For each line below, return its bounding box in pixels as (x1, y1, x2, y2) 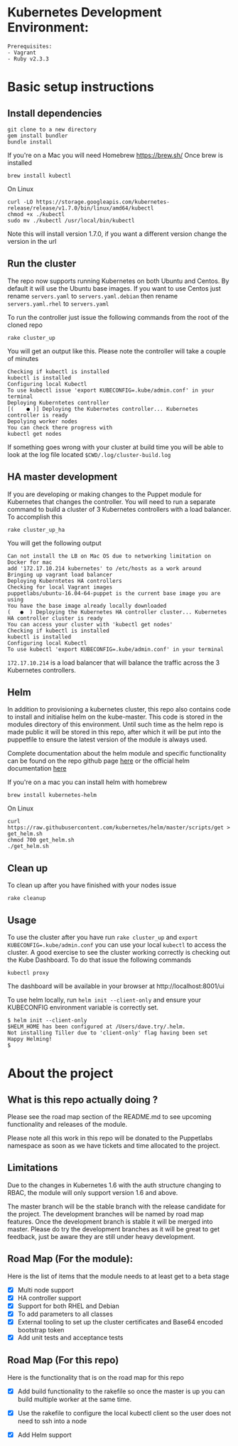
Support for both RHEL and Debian (17, 1302, 119, 1310)
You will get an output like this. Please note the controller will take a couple (7, 346, 226, 355)
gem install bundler (7, 132, 69, 139)
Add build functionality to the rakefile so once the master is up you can (17, 1387, 225, 1396)
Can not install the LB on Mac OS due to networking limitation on (7, 552, 212, 559)
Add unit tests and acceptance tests (17, 1333, 124, 1341)
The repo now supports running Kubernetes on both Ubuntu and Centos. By (7, 277, 229, 285)
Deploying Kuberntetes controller (7, 399, 110, 406)
